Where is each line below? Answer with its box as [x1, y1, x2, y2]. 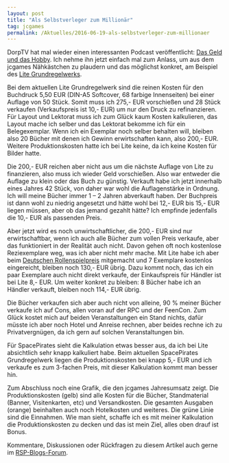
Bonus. [7, 428, 27, 436]
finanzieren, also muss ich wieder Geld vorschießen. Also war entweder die [7, 170, 221, 178]
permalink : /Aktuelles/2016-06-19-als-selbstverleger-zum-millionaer [7, 29, 210, 36]
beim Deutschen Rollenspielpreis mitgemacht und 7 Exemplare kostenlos [7, 256, 213, 265]
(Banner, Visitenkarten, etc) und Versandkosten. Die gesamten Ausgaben [7, 398, 214, 407]
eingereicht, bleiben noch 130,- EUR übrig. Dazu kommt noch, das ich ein [7, 263, 214, 272]
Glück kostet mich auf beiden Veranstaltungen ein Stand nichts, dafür [7, 314, 204, 322]
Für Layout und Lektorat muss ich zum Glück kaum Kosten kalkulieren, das [7, 113, 218, 121]
